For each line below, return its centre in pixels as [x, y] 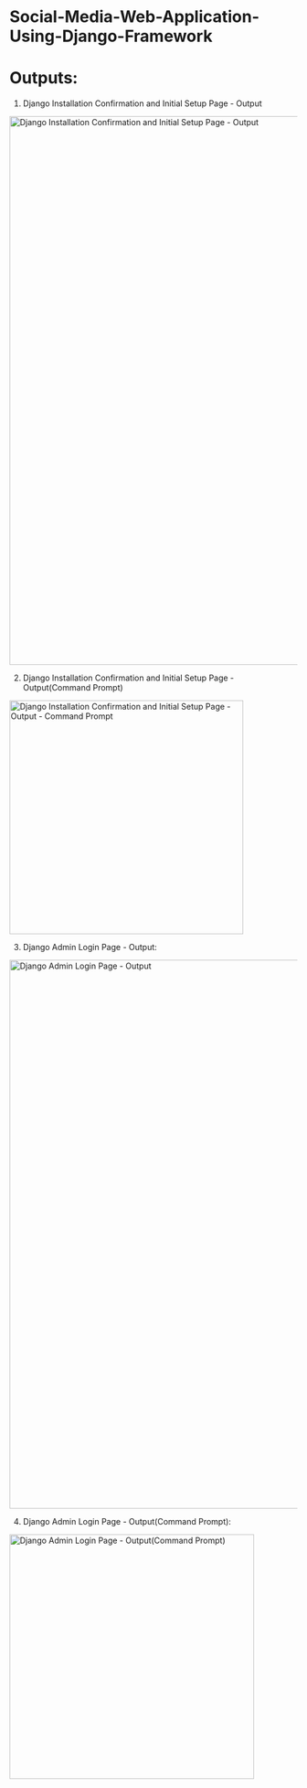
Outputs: [44, 78]
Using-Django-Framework [111, 36]
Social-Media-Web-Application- [135, 17]
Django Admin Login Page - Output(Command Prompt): [127, 1522]
